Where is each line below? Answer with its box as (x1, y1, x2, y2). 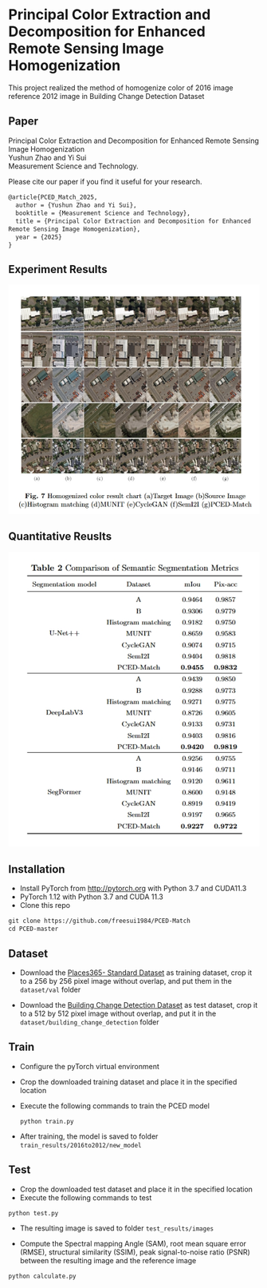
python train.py (19, 1117, 74, 1125)
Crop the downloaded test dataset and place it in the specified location (19, 1184, 253, 1194)
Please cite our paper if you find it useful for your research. (8, 176, 202, 186)
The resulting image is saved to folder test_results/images (19, 1223, 214, 1233)
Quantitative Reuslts (8, 529, 112, 544)
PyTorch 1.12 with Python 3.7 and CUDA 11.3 (19, 892, 163, 902)
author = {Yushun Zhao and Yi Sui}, (15, 201, 137, 209)
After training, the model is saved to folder (19, 1131, 159, 1141)
